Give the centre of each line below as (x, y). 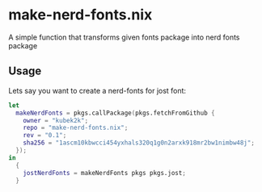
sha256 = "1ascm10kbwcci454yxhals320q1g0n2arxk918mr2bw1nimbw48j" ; (139, 143)
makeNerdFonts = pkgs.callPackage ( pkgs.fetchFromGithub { (116, 113)
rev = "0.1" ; (45, 136)
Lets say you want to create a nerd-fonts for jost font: (97, 90)
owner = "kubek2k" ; (56, 120)
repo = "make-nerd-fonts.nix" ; (76, 128)
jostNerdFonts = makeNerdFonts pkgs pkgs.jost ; (104, 173)
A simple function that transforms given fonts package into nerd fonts (124, 37)
